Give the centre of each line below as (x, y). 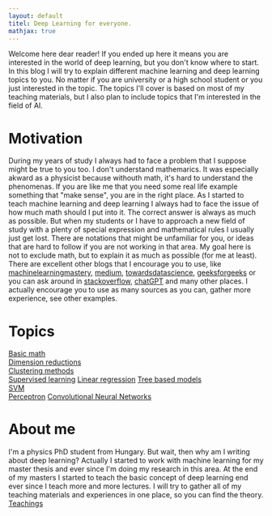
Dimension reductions (45, 362)
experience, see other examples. (63, 299)
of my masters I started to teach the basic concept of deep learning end (128, 478)
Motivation (46, 138)
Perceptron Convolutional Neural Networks (80, 397)
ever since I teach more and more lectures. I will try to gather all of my (125, 486)
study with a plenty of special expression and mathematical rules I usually (132, 230)
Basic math (27, 354)
